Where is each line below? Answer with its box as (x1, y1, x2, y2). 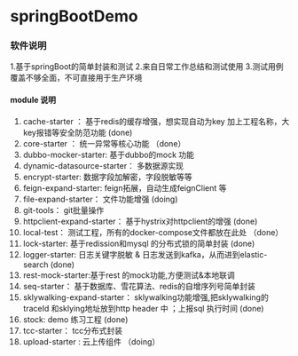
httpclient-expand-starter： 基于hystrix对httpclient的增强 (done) (22, 216, 258, 226)
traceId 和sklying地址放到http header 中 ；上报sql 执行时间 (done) (22, 303, 264, 313)
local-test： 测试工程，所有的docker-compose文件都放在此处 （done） (22, 226, 284, 237)
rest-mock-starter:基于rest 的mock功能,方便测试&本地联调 (22, 269, 236, 281)
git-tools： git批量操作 (22, 204, 105, 215)
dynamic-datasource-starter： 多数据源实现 (22, 160, 184, 170)
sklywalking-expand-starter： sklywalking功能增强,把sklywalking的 (22, 291, 269, 303)
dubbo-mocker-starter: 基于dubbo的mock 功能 (22, 149, 194, 160)
